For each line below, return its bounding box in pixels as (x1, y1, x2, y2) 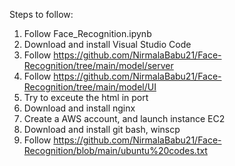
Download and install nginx (23, 102, 136, 114)
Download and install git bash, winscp (23, 124, 181, 135)
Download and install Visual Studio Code (23, 39, 192, 50)
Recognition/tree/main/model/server (23, 60, 174, 71)
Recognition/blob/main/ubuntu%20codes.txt (23, 145, 208, 156)
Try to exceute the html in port (23, 92, 149, 103)
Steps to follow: (9, 9, 74, 20)
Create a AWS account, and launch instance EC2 (23, 113, 226, 124)
